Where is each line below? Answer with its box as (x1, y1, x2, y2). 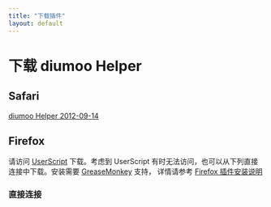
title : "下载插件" (8, 11, 67, 20)
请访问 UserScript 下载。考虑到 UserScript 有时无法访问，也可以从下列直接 (8, 157, 259, 167)
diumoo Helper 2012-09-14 (8, 111, 99, 120)
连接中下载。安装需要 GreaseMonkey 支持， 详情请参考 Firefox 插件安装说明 (8, 167, 263, 176)
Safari (8, 90, 40, 103)
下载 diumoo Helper (8, 57, 142, 75)
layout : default (8, 19, 63, 27)
